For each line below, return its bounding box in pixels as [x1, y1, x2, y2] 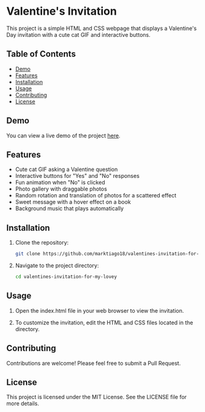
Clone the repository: [15, 239, 69, 246]
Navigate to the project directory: [15, 262, 99, 269]
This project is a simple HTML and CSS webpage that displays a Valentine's [6, 25, 197, 32]
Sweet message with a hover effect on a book [15, 198, 132, 206]
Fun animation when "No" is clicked [15, 179, 105, 186]
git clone [15, 251, 41, 257]
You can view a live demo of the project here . [6, 132, 121, 139]
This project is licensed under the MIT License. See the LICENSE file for [6, 394, 187, 401]
